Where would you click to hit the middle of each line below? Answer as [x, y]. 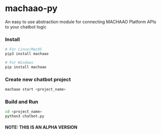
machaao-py [31, 8]
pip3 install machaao [27, 54]
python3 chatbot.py [25, 116]
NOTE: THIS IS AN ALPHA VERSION [41, 127]
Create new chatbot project [38, 79]
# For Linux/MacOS [24, 49]
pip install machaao [26, 67]
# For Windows [19, 62]
